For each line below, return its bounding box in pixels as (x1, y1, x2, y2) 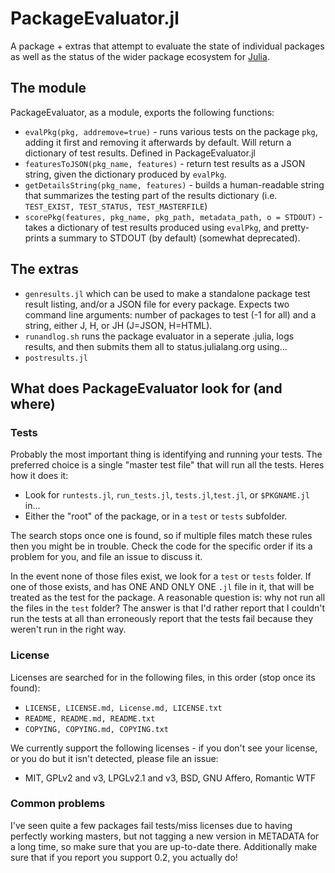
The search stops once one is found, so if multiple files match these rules (10, 530, 313, 542)
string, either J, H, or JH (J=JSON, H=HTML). (24, 319, 213, 331)
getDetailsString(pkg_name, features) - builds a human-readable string (24, 178, 325, 191)
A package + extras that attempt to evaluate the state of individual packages (10, 40, 325, 52)
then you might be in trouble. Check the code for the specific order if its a (10, 540, 313, 552)
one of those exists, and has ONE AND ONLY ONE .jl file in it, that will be (10, 581, 315, 593)
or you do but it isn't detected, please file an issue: (10, 752, 219, 764)
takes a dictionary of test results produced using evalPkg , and (24, 221, 280, 233)
